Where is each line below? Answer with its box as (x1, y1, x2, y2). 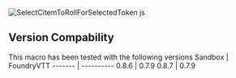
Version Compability (8, 31, 115, 44)
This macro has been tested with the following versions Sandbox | (8, 52, 229, 62)
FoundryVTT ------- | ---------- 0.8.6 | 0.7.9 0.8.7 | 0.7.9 (8, 60, 196, 70)
